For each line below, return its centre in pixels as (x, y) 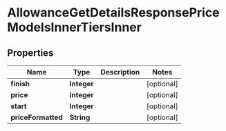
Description (120, 72)
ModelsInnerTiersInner (74, 27)
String (80, 117)
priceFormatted (37, 117)
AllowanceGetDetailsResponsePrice (113, 13)
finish (20, 84)
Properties (30, 53)
